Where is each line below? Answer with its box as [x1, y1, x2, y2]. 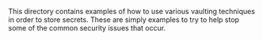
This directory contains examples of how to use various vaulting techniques [8, 7, 256, 16]
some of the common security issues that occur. [8, 24, 166, 32]
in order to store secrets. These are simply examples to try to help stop [8, 15, 240, 24]
